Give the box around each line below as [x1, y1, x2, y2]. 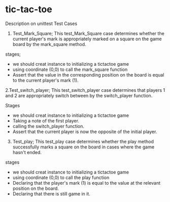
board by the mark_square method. [12, 41, 86, 47]
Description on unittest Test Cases [5, 20, 78, 27]
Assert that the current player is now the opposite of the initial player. [12, 129, 157, 135]
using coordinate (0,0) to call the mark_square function [12, 66, 128, 72]
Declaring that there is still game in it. [12, 190, 90, 197]
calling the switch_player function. [12, 123, 85, 129]
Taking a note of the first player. [12, 117, 80, 123]
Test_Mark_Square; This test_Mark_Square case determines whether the [12, 30, 165, 36]
